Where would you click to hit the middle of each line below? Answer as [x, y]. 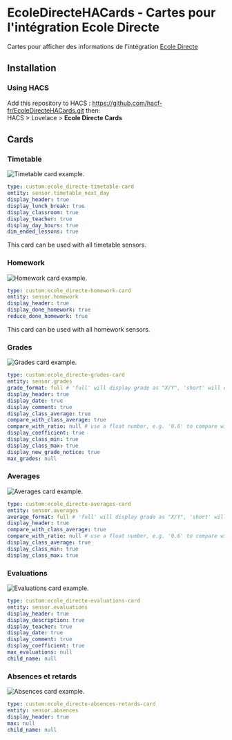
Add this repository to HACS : [49, 103]
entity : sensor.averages [43, 510]
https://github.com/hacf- [127, 103]
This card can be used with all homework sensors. [79, 329]
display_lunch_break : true [46, 206]
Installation [32, 68]
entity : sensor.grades [40, 381]
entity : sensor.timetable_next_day [58, 193]
